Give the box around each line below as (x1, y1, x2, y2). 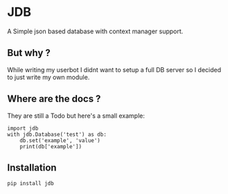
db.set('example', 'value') (19, 136, 100, 144)
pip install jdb (7, 180, 54, 187)
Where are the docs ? (7, 93, 101, 105)
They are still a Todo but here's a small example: (7, 112, 146, 120)
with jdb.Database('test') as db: (7, 131, 107, 138)
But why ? (7, 47, 51, 59)
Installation (7, 161, 57, 173)
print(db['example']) (19, 143, 82, 150)
